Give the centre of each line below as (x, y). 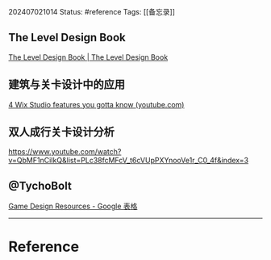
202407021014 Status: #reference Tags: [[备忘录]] (92, 12)
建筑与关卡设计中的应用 (67, 84)
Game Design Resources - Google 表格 (73, 206)
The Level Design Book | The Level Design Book (88, 57)
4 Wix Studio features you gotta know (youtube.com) (96, 104)
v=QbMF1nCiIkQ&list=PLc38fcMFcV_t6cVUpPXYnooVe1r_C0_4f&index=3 (128, 161)
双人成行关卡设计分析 (61, 132)
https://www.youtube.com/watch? (65, 152)
